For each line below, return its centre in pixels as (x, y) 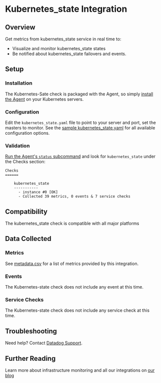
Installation (19, 83)
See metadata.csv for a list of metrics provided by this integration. (72, 264)
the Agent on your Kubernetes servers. (44, 99)
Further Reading (30, 358)
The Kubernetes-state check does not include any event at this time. (74, 287)
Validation (18, 146)
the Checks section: (25, 162)
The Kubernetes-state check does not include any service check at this (77, 310)
